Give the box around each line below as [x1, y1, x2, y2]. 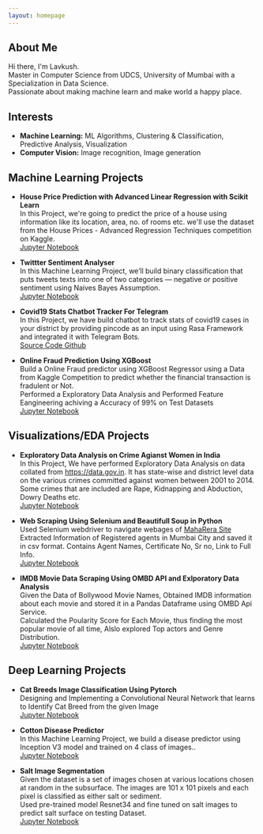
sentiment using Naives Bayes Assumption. [19, 283, 160, 293]
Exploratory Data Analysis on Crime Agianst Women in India [19, 450, 221, 459]
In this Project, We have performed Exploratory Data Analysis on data [19, 459, 246, 468]
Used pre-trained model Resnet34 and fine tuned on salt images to [19, 799, 239, 809]
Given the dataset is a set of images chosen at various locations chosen [19, 774, 254, 784]
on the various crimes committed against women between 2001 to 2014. [19, 475, 255, 485]
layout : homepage [8, 11, 66, 20]
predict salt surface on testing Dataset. [19, 808, 147, 817]
